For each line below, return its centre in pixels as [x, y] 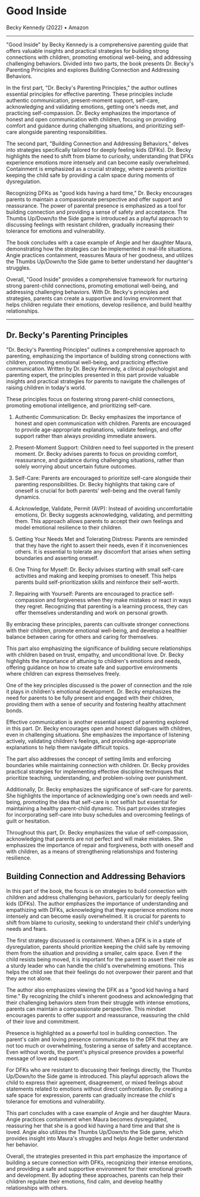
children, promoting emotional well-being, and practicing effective [87, 362]
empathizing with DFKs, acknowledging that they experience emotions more [100, 910]
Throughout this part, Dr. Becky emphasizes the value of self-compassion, [97, 832]
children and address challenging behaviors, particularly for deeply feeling [97, 897]
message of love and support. [43, 1058]
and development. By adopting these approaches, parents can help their [95, 1175]
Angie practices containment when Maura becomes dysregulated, [87, 1119]
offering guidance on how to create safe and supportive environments [92, 667]
